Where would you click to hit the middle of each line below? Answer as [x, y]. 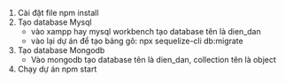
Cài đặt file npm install [58, 13]
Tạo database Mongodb [61, 50]
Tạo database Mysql [54, 22]
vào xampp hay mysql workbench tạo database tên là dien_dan [146, 31]
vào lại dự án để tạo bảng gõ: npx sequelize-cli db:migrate [137, 41]
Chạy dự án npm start [57, 69]
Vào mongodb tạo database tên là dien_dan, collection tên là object [154, 60]
